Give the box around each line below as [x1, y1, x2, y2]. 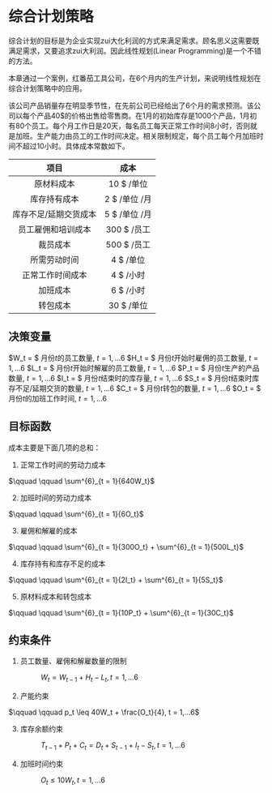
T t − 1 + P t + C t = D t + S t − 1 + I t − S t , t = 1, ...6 [40, 740, 186, 752]
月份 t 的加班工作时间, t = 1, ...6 [8, 393, 108, 403]
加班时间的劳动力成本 [19, 492, 91, 503]
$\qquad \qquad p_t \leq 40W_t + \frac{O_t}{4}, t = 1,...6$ [8, 707, 200, 718]
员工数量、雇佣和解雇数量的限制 [19, 656, 127, 666]
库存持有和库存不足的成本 [19, 559, 106, 568]
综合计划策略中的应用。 [8, 83, 87, 93]
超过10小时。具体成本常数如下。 [22, 141, 130, 151]
